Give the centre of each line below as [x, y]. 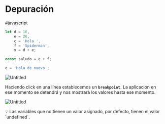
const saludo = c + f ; [28, 59]
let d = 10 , [17, 32]
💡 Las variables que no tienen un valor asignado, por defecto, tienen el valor [82, 112]
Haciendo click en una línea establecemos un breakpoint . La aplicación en [81, 87]
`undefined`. [17, 117]
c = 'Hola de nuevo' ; [27, 68]
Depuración [30, 9]
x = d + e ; [25, 50]
